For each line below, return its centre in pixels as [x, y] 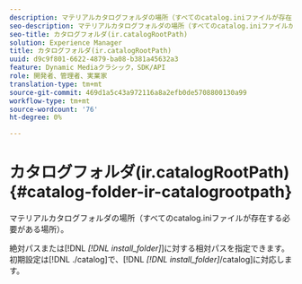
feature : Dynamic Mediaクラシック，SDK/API [88, 68]
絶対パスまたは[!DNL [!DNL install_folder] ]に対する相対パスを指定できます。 [149, 248]
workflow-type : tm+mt [50, 101]
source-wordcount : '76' [54, 109]
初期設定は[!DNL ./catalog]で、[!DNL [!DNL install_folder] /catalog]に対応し [147, 260]
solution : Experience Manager [66, 43]
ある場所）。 [47, 229]
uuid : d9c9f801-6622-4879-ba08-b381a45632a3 [94, 59]
